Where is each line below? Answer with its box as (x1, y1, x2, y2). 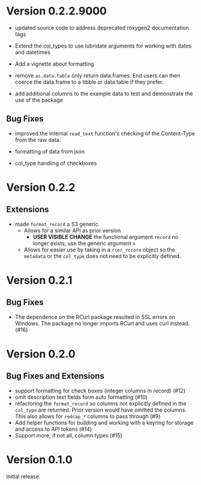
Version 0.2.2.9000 (6, 4, 107, 18)
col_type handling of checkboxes (14, 159, 97, 167)
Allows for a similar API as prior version (23, 227, 121, 234)
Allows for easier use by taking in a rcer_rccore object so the (23, 246, 175, 253)
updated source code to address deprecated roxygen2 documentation (14, 24, 189, 31)
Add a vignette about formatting (14, 60, 94, 67)
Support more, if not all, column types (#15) (14, 431, 123, 439)
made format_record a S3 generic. (14, 220, 100, 227)
